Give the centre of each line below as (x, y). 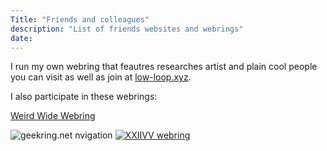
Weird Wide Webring (53, 116)
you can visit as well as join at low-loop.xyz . (101, 77)
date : (21, 38)
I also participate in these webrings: (84, 97)
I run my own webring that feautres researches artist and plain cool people (164, 67)
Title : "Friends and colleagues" (80, 19)
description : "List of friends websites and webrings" (127, 29)
